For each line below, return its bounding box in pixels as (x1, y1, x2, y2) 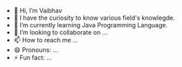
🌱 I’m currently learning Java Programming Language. (13, 21, 168, 29)
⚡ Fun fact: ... (13, 53, 52, 62)
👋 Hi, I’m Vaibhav (13, 7, 62, 14)
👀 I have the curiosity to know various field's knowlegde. (13, 14, 175, 22)
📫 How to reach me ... (13, 36, 78, 44)
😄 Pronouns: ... (13, 46, 59, 54)
